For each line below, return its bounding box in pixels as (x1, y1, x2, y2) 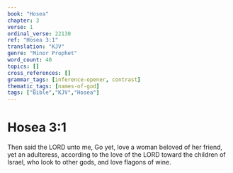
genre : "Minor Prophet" (7, 50, 78, 57)
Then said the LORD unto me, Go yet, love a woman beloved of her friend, (7, 143, 223, 152)
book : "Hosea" (7, 10, 50, 18)
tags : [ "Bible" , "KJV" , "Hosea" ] (7, 89, 100, 96)
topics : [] (7, 63, 40, 70)
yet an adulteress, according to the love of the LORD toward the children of (7, 150, 226, 159)
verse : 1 (7, 23, 33, 30)
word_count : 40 (7, 56, 52, 64)
